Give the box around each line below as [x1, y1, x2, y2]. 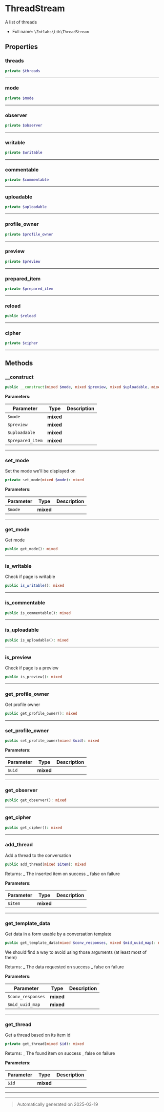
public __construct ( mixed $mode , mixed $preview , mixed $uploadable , [5, 385, 150, 389]
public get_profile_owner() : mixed [5, 711, 78, 716]
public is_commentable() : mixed [5, 610, 71, 616]
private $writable [5, 150, 42, 155]
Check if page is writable [5, 574, 55, 579]
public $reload [5, 314, 36, 319]
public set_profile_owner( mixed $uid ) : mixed [5, 738, 99, 743]
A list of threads [5, 19, 37, 25]
